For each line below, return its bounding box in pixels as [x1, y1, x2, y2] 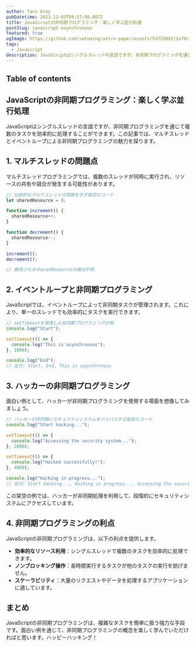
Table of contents [6, 74, 71, 84]
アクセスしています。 [26, 499, 77, 507]
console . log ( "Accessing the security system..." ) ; [11, 437, 137, 444]
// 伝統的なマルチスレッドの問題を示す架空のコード [6, 192, 114, 198]
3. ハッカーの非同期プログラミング [6, 381, 130, 391]
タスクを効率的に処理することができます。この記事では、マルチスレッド [16, 130, 190, 137]
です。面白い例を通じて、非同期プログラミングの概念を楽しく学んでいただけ [6, 627, 190, 634]
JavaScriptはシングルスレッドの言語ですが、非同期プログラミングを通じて [6, 122, 185, 129]
